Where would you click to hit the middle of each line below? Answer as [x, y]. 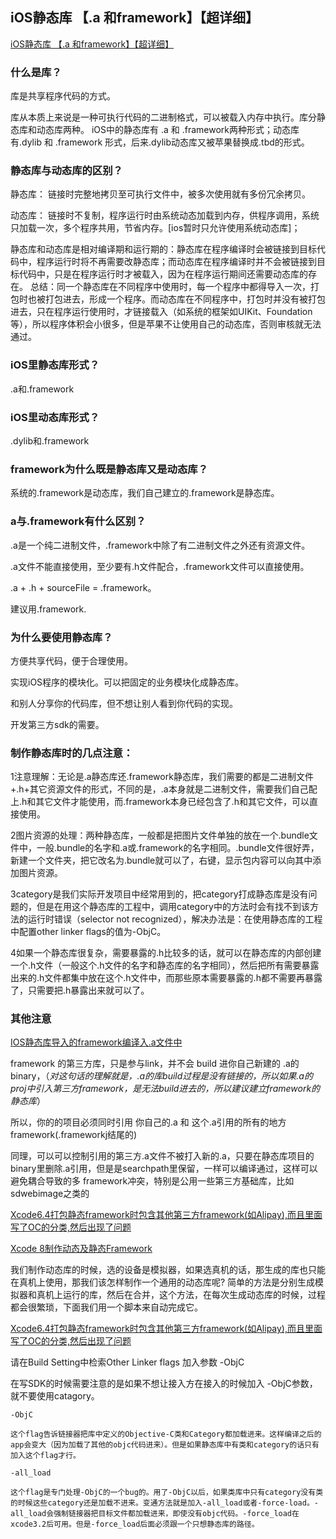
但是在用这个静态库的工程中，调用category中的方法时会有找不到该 [173, 907]
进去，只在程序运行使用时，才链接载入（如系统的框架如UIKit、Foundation [161, 312]
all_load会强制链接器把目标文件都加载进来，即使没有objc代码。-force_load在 [155, 1514]
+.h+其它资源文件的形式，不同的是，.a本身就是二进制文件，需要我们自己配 [164, 789]
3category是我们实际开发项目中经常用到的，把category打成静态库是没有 [159, 894]
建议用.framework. [48, 609]
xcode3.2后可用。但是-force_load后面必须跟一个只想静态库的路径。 [135, 1524]
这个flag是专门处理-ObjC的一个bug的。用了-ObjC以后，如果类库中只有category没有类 [167, 1493]
